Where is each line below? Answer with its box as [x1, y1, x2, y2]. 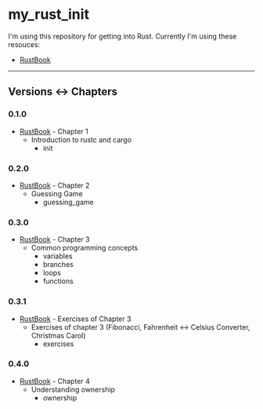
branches [42, 260, 74, 269]
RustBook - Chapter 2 [19, 181, 90, 190]
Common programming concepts [31, 243, 139, 253]
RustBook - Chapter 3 [19, 235, 90, 244]
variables [42, 251, 73, 261]
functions [42, 276, 74, 286]
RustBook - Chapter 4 [19, 376, 90, 385]
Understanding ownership [31, 385, 116, 394]
